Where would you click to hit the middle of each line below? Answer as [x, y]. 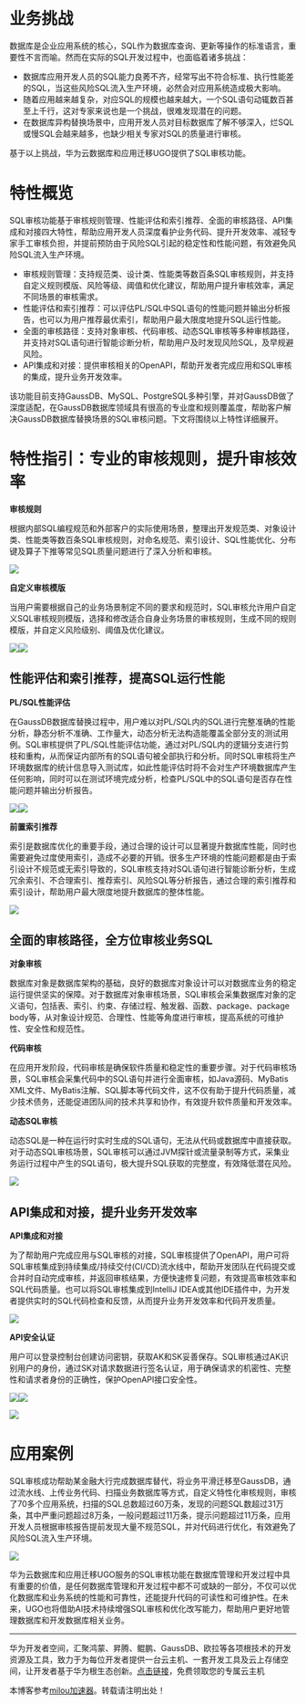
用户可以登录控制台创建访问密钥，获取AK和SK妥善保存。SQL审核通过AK [145, 1357]
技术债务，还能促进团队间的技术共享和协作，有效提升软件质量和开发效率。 [157, 1102]
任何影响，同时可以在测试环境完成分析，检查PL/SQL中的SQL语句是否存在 [147, 779]
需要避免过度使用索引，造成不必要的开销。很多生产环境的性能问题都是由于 [149, 857]
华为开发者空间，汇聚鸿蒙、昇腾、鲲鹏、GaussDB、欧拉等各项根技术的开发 [150, 1648]
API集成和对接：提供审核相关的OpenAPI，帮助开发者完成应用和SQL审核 [157, 365]
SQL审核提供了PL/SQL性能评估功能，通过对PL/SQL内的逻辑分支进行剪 [157, 744]
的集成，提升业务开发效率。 [75, 376]
